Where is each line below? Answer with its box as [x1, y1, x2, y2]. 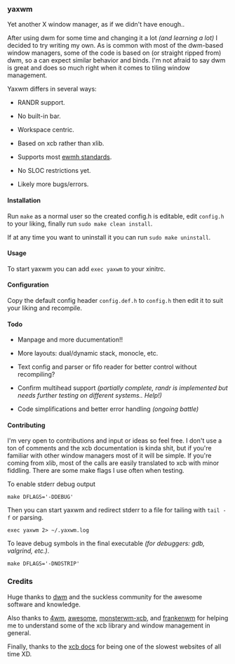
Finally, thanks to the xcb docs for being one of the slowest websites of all [7, 642, 222, 651]
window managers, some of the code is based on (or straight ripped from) [7, 48, 222, 57]
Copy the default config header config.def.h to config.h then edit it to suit [7, 296, 223, 304]
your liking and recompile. [7, 304, 83, 312]
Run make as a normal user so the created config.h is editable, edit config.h [7, 211, 224, 220]
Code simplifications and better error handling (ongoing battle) [17, 405, 199, 413]
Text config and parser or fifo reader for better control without [17, 363, 197, 371]
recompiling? [17, 370, 55, 379]
